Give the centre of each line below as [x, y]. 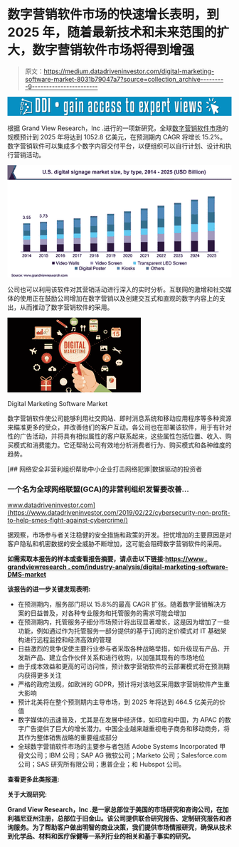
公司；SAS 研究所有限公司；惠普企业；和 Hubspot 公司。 [101, 765]
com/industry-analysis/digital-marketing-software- [150, 567]
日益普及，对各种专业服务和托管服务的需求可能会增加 [108, 613]
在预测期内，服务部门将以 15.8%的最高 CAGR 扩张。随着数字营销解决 [119, 604]
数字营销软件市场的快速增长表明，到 [113, 15]
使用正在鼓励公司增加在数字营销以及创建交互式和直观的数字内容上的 [119, 299]
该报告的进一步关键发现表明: [49, 589]
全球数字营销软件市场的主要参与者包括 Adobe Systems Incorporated [118, 747]
